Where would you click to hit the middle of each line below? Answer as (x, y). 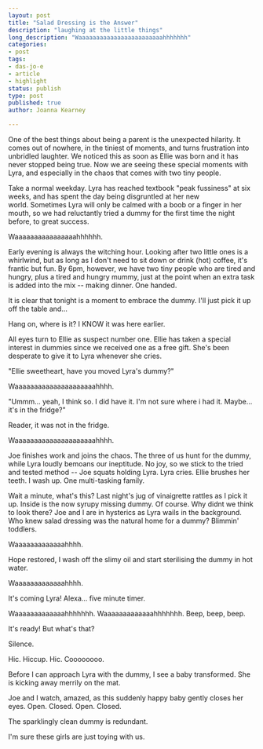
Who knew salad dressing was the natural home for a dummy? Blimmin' (124, 521)
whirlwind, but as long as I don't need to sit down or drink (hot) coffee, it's (128, 260)
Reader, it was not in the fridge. (59, 425)
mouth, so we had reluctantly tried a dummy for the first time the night (122, 213)
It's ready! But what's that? (51, 628)
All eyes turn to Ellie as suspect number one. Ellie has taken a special (120, 339)
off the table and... (38, 309)
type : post (26, 96)
